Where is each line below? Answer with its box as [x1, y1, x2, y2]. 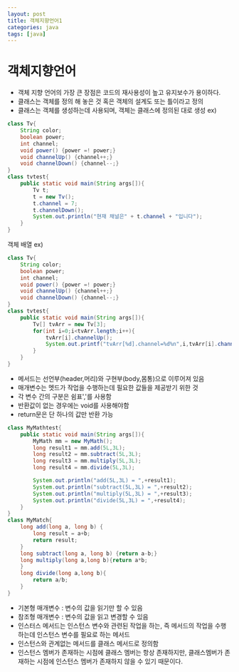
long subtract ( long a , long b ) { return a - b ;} [20, 550, 158, 557]
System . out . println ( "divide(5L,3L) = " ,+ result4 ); [33, 497, 186, 504]
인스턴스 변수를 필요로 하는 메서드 [36, 630, 130, 638]
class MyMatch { [7, 516, 53, 524]
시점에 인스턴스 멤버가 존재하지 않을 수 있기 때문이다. [36, 657, 184, 666]
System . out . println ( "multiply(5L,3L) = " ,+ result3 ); [33, 490, 193, 497]
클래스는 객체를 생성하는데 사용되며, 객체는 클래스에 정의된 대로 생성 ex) [17, 106, 217, 115]
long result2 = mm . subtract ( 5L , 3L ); [33, 451, 142, 458]
